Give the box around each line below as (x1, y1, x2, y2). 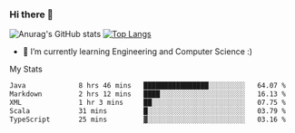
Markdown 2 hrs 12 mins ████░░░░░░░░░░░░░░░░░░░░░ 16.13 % (9, 90, 286, 99)
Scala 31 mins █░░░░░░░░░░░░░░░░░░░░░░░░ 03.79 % (9, 106, 286, 116)
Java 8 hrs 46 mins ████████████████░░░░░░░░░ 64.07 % (9, 81, 286, 90)
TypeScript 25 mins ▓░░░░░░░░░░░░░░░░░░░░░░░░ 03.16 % (9, 115, 286, 124)
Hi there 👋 (9, 8, 54, 21)
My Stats (9, 63, 43, 75)
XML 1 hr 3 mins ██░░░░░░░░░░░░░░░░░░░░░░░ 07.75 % (9, 99, 286, 108)
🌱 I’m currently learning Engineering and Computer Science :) (22, 46, 252, 57)
